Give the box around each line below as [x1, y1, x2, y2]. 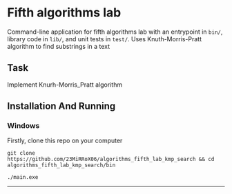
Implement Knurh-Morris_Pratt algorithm [7, 80, 123, 89]
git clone [7, 150, 36, 157]
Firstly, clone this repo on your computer [7, 136, 123, 145]
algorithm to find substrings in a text [7, 42, 110, 50]
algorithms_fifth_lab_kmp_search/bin [7, 162, 116, 169]
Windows [7, 121, 40, 131]
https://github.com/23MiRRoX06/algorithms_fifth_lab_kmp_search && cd [7, 156, 215, 163]
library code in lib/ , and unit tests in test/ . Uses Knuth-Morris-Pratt [7, 34, 202, 43]
